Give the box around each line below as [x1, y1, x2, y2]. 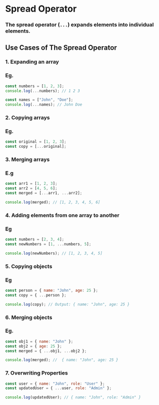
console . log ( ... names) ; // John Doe [5, 102, 82, 107]
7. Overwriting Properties [5, 369, 68, 377]
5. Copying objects [5, 262, 52, 269]
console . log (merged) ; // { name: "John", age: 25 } [5, 357, 119, 363]
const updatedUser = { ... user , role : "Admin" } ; [5, 386, 112, 391]
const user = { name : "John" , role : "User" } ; [5, 381, 105, 386]
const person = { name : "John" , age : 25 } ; [5, 288, 98, 293]
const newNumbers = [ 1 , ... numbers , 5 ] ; [5, 242, 92, 247]
